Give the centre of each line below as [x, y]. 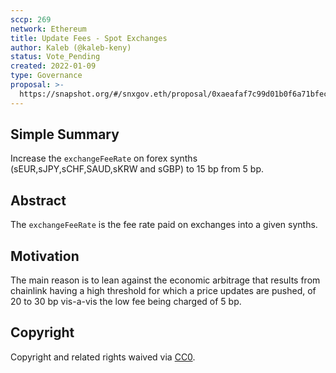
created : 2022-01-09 [53, 66]
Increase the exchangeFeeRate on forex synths [104, 158]
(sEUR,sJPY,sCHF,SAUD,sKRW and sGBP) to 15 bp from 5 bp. [137, 169]
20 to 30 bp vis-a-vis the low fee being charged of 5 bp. [126, 302]
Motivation [45, 256]
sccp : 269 [31, 19]
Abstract [38, 200]
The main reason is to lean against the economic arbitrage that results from [165, 280]
